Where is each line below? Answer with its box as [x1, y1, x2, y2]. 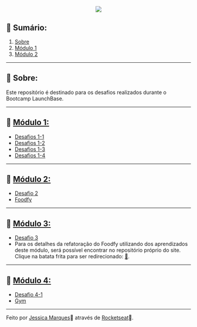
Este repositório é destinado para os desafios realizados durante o [6, 89, 167, 96]
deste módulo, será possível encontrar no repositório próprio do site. [14, 247, 181, 254]
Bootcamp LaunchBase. [6, 95, 64, 102]
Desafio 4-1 [14, 291, 43, 298]
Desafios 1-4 [14, 151, 46, 159]
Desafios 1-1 [14, 133, 45, 140]
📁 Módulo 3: [6, 218, 51, 228]
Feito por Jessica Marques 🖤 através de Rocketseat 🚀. [6, 314, 134, 321]
